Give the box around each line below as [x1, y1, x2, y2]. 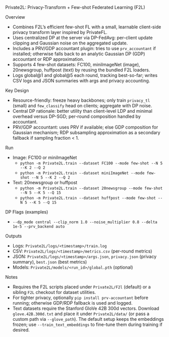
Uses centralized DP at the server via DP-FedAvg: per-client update [12, 35, 153, 40]
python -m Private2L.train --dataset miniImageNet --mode [20, 171, 145, 176]
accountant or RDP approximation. [12, 56, 84, 62]
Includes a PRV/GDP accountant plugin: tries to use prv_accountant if [12, 46, 156, 51]
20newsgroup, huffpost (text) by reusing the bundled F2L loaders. [12, 67, 150, 73]
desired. [12, 327, 30, 333]
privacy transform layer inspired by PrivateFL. [12, 29, 107, 35]
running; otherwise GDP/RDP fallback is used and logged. [12, 300, 133, 306]
